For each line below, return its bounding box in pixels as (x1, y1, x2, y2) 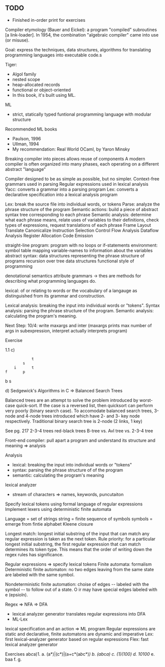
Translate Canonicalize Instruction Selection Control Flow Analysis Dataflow (5, 227, 159, 233)
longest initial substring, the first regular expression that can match (5, 541, 141, 547)
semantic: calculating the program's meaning (12, 472, 104, 478)
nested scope (12, 76, 40, 82)
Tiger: (5, 61, 17, 67)
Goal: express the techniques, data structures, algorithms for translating (5, 46, 151, 52)
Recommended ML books (5, 126, 58, 132)
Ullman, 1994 (12, 141, 39, 147)
